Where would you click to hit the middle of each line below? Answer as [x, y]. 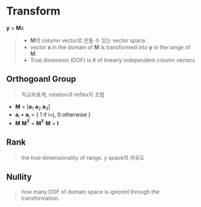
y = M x [15, 28]
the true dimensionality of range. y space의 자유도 [83, 157]
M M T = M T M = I [37, 123]
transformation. [40, 198]
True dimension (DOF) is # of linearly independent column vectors [113, 60]
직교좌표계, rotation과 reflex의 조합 [63, 94]
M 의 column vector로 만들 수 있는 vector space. [88, 40]
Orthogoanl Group [41, 79]
